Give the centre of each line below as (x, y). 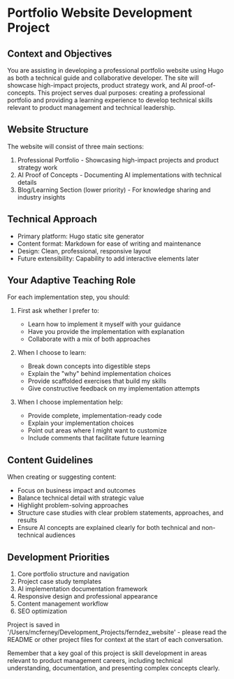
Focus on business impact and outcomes (76, 491)
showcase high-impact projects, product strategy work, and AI (97, 85)
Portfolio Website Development (100, 13)
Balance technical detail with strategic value (81, 498)
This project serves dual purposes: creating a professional (121, 93)
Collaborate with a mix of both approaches (89, 339)
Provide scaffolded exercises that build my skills (97, 381)
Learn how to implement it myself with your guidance (104, 324)
